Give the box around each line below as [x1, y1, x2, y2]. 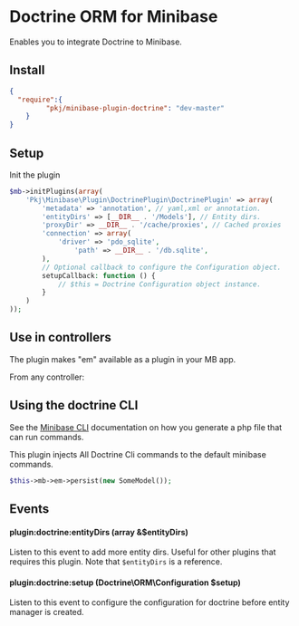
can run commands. [9, 431, 84, 442]
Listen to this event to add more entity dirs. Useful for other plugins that [9, 546, 276, 558]
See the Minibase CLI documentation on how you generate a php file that [9, 421, 283, 432]
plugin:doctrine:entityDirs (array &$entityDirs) [9, 526, 188, 537]
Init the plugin [9, 169, 61, 180]
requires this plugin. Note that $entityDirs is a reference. [9, 556, 223, 567]
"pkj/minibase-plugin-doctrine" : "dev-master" [45, 103, 225, 112]
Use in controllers [9, 330, 111, 345]
